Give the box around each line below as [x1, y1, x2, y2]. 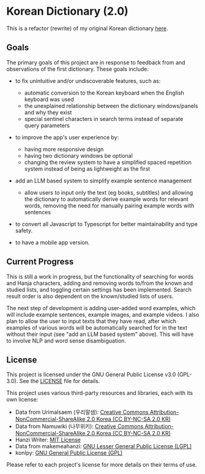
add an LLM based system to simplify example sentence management [15, 177, 192, 184]
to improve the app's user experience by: [15, 133, 119, 141]
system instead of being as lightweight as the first [24, 165, 151, 173]
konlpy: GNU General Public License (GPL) [15, 449, 123, 457]
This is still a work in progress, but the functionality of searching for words [6, 273, 194, 280]
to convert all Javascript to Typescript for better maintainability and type [15, 220, 198, 228]
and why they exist [24, 109, 72, 116]
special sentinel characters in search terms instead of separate [24, 115, 184, 122]
